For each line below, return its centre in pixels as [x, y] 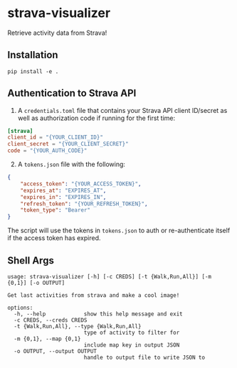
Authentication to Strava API [72, 93]
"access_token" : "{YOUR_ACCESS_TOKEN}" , [81, 184]
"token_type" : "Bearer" [56, 210]
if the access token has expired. [54, 238]
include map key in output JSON [132, 345]
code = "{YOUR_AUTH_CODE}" [47, 151]
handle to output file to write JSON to [144, 357]
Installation [33, 55]
